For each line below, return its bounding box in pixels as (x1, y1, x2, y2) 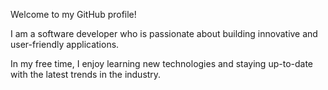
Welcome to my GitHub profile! (10, 9, 137, 20)
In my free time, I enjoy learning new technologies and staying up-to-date (10, 58, 313, 69)
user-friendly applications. (10, 39, 120, 50)
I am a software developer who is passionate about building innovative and (10, 28, 318, 39)
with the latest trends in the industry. (10, 69, 162, 80)
